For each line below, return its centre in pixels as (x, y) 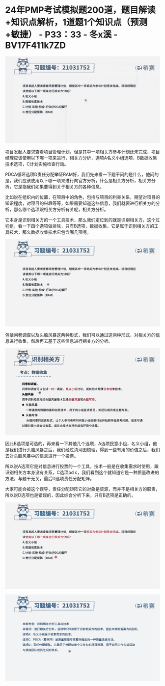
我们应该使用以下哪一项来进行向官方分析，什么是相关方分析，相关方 (82, 181)
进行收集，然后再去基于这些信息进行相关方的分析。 (61, 341)
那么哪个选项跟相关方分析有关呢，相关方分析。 (61, 210)
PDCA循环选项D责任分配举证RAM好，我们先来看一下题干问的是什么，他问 (80, 174)
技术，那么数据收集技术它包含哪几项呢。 (50, 232)
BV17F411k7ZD (36, 45)
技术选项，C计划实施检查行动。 (37, 164)
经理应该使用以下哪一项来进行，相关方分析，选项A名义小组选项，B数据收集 (81, 158)
